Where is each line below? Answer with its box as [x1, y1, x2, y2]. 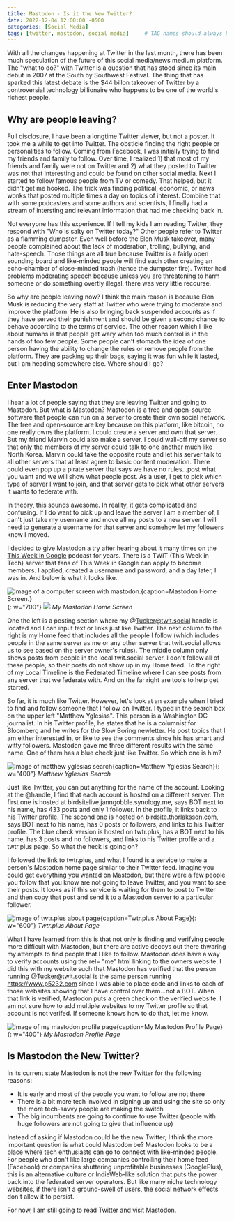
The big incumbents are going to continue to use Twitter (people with [17, 1111, 216, 1120]
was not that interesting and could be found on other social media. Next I [7, 169, 217, 178]
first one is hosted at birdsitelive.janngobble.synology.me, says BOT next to [7, 797, 224, 806]
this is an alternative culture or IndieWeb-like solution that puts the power [7, 1170, 217, 1178]
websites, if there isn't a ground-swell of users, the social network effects [7, 1185, 219, 1193]
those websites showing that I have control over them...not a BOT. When [7, 986, 214, 995]
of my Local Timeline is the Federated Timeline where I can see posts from [7, 668, 221, 676]
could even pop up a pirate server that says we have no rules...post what [7, 465, 216, 473]
